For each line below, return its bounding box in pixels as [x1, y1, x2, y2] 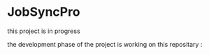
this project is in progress [7, 27, 80, 35]
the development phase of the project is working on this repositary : [7, 40, 203, 48]
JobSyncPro [7, 4, 80, 20]
